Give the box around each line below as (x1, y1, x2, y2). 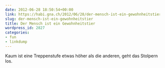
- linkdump (5, 39, 27, 44)
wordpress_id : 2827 (5, 26, 45, 31)
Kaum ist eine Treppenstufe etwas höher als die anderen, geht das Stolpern (5, 53, 158, 59)
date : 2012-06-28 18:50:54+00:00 (5, 7, 74, 12)
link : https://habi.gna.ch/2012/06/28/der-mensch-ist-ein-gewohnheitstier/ (5, 12, 164, 17)
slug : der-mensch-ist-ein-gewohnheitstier (5, 16, 93, 21)
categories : (5, 30, 29, 35)
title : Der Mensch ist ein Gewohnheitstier (5, 21, 96, 26)
